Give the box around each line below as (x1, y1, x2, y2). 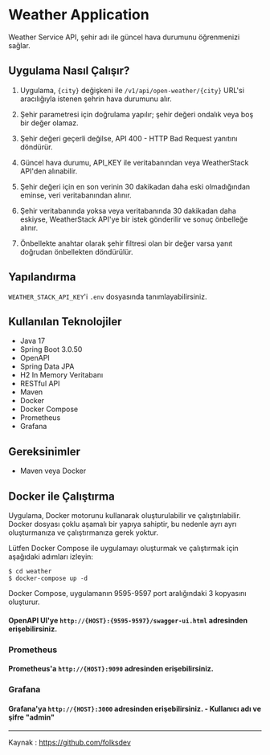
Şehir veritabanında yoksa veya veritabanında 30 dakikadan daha (19, 206, 237, 215)
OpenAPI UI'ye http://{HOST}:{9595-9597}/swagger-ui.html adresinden (8, 615, 247, 625)
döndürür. (19, 142, 53, 152)
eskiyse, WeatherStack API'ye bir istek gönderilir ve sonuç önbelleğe (19, 214, 248, 224)
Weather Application (8, 6, 150, 24)
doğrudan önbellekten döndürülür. (19, 247, 134, 256)
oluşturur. (8, 597, 40, 606)
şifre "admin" (8, 712, 55, 722)
